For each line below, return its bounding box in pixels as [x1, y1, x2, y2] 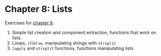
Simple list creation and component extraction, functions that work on [12, 29, 156, 35]
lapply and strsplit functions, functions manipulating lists [12, 45, 134, 51]
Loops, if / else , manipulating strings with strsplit [12, 40, 116, 46]
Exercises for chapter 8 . [5, 20, 54, 26]
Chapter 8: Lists [5, 3, 73, 15]
